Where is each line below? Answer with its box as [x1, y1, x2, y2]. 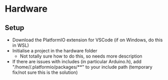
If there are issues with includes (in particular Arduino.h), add [12, 59, 142, 64]
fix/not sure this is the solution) [12, 69, 78, 75]
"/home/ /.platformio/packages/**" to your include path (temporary [12, 64, 153, 70]
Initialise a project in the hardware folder [12, 48, 98, 54]
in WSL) [12, 42, 29, 48]
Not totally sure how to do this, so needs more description [19, 53, 143, 59]
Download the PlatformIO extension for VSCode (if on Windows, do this [12, 37, 163, 43]
